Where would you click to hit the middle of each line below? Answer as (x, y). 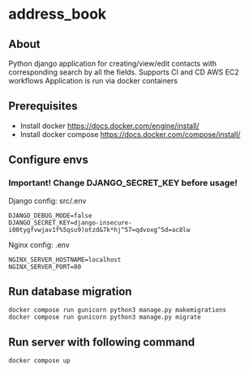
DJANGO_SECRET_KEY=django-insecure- (70, 223)
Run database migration (70, 292)
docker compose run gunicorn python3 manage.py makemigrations (118, 310)
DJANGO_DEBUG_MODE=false (50, 216)
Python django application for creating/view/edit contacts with (113, 63)
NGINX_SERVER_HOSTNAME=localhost (65, 259)
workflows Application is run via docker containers (93, 81)
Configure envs (49, 160)
